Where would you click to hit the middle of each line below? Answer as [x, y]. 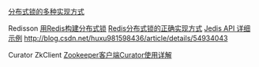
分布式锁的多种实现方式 [46, 11]
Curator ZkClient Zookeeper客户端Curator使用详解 [90, 55]
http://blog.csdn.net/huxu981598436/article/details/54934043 [126, 38]
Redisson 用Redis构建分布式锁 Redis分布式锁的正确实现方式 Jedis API [122, 28]
